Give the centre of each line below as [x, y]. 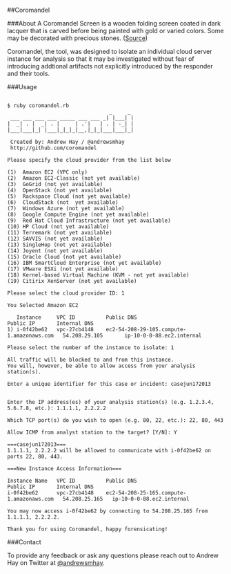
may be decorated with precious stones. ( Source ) [78, 38]
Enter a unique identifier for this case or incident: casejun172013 [109, 384]
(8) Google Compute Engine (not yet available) [78, 214]
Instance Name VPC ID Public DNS [72, 481]
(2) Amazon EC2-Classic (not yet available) [73, 178]
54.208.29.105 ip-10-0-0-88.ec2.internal [132, 335]
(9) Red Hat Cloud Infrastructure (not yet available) [89, 221]
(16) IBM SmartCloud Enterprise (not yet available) [84, 263]
